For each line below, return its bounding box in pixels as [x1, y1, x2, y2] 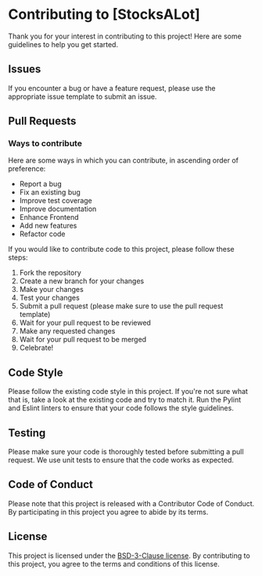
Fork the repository [19, 268, 82, 278]
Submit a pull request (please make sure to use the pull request [19, 301, 224, 311]
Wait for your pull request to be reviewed [19, 318, 151, 327]
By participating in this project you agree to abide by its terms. [8, 507, 209, 516]
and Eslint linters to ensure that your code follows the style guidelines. [8, 403, 235, 413]
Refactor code [19, 229, 66, 239]
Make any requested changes [19, 326, 116, 336]
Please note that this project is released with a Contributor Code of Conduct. [8, 498, 255, 508]
